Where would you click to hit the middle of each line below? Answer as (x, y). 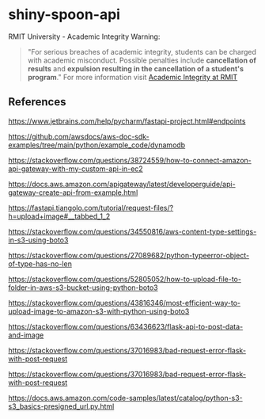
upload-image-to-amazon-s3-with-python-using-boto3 (99, 311)
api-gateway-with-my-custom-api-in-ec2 (76, 169)
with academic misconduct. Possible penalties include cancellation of (142, 60)
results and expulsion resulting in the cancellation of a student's (135, 68)
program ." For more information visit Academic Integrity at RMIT (132, 77)
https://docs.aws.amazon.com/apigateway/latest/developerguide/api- (122, 184)
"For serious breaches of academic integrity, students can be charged (142, 51)
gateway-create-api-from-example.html (73, 192)
